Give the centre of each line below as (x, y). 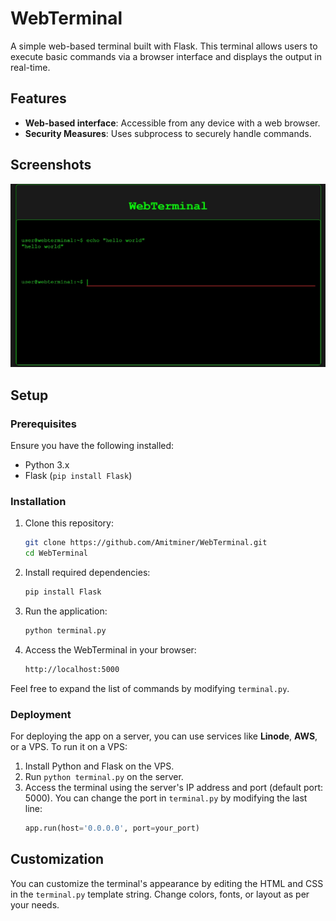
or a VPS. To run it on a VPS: (69, 747)
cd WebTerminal (56, 553)
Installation (38, 501)
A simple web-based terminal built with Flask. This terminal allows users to (164, 46)
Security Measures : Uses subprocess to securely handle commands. (168, 133)
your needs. (35, 904)
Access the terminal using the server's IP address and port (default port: (174, 788)
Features (38, 98)
